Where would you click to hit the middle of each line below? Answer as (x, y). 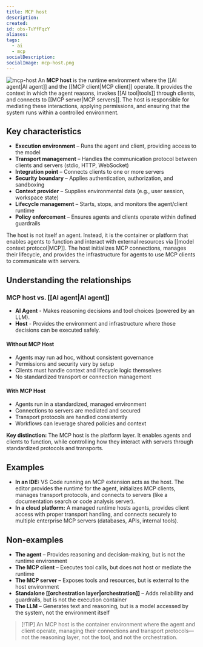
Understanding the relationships (69, 280)
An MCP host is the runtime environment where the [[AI (107, 80)
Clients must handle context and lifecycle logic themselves (88, 371)
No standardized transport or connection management (83, 377)
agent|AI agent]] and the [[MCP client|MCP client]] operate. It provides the (99, 86)
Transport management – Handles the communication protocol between (106, 159)
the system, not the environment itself (62, 613)
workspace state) (37, 197)
